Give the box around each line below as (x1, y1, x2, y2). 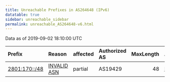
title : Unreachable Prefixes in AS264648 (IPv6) (5, 7, 110, 13)
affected (73, 51, 94, 58)
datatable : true (5, 12, 39, 17)
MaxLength (131, 51, 159, 58)
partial (73, 65, 89, 72)
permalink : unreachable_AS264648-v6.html (5, 21, 94, 27)
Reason (48, 51, 67, 58)
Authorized (98, 48, 126, 55)
